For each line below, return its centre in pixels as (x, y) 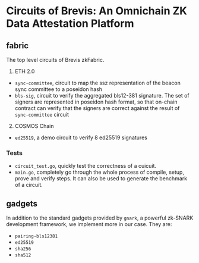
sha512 (23, 255)
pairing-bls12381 (36, 236)
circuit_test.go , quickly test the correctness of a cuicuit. (85, 166)
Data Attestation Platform (70, 24)
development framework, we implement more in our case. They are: (89, 224)
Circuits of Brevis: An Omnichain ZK (97, 11)
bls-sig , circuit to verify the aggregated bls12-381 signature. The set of (102, 96)
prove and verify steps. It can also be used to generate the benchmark (101, 179)
